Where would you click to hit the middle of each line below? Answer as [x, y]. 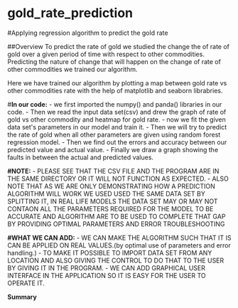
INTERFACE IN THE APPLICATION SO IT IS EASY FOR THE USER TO [107, 275]
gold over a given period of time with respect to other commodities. [106, 54]
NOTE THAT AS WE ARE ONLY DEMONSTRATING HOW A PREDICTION [111, 186]
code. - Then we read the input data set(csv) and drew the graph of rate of [117, 112]
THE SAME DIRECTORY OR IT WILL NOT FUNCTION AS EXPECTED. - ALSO [118, 179]
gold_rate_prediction [70, 13]
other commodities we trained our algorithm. [72, 69]
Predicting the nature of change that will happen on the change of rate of [114, 61]
